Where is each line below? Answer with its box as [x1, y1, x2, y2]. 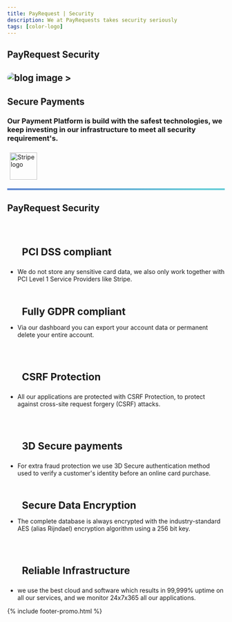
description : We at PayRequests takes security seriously [7, 17, 177, 24]
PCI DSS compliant [21, 246, 112, 259]
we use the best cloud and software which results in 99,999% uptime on [17, 586, 224, 595]
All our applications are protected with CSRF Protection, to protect [17, 392, 206, 401]
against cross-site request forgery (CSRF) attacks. [17, 399, 161, 408]
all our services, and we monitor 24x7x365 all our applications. [17, 594, 196, 602]
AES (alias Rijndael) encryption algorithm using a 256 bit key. [17, 524, 191, 533]
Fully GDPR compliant [21, 305, 126, 318]
